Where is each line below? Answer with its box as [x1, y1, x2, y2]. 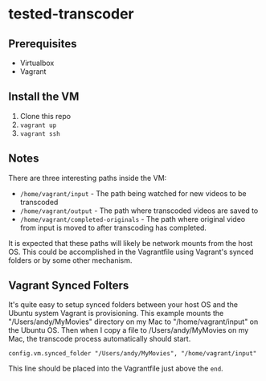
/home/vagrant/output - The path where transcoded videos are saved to [19, 206, 259, 215]
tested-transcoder [8, 5, 134, 23]
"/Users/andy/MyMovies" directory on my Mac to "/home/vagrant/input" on [8, 317, 259, 326]
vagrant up [19, 121, 57, 129]
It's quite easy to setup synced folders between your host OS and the [8, 300, 239, 309]
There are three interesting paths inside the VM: [8, 173, 167, 182]
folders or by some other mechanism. [8, 255, 133, 265]
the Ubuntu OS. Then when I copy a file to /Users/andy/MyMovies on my [8, 326, 249, 335]
